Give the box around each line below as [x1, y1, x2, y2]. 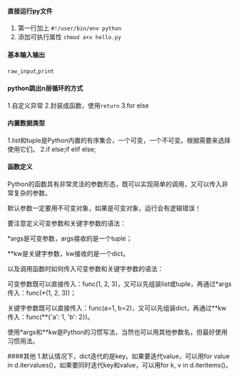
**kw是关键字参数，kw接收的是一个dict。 [7, 250, 130, 258]
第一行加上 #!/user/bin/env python [17, 24, 122, 32]
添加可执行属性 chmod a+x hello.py [17, 33, 121, 41]
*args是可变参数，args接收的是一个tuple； [7, 234, 133, 243]
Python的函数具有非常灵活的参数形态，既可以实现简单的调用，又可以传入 [7, 180, 223, 188]
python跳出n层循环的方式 [7, 84, 83, 92]
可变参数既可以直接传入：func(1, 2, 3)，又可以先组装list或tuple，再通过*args [7, 280, 232, 288]
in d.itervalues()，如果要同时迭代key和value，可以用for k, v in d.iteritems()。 [7, 361, 232, 370]
